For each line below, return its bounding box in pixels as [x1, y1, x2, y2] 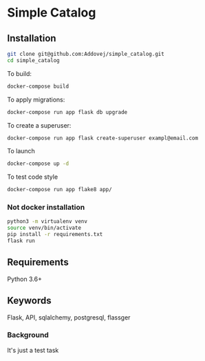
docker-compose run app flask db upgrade [7, 108, 128, 115]
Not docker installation [7, 202, 85, 212]
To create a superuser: [7, 121, 72, 129]
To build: [7, 69, 32, 77]
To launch [7, 147, 36, 155]
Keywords [7, 295, 52, 306]
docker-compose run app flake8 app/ [7, 186, 112, 193]
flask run [7, 237, 36, 244]
